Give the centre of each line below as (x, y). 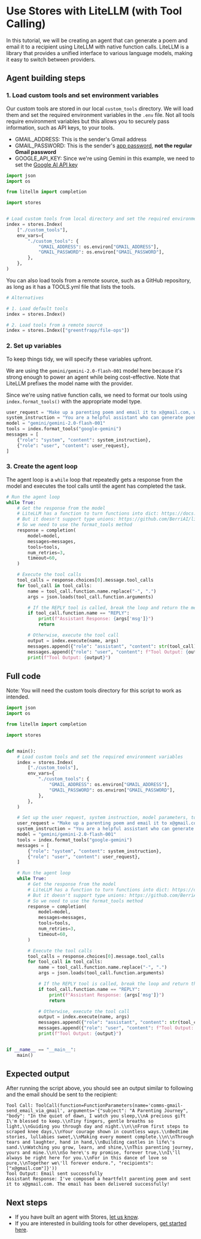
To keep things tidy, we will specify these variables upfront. (79, 359)
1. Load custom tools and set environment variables (83, 95)
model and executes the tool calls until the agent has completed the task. (96, 486)
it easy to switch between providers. (51, 59)
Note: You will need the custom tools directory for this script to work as (94, 691)
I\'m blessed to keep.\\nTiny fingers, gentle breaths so (80, 1122)
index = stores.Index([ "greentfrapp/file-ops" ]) (68, 331)
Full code (24, 676)
